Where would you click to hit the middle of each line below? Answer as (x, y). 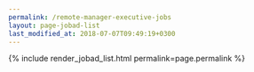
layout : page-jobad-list (54, 25)
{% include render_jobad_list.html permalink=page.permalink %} (127, 59)
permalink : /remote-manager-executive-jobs (90, 17)
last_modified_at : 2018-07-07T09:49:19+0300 (92, 33)
